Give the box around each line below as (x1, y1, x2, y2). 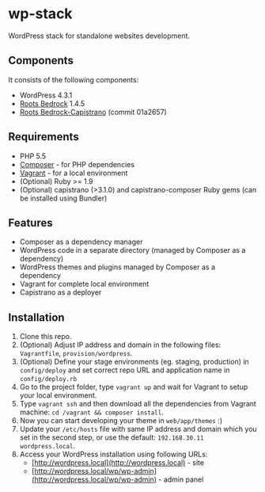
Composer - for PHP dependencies (19, 159, 135, 169)
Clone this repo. (19, 332, 72, 341)
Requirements (8, 130, 79, 143)
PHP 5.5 (19, 151, 47, 161)
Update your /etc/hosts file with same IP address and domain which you (19, 425, 257, 434)
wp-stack (8, 5, 73, 23)
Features (8, 215, 53, 230)
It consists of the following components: (8, 74, 139, 84)
